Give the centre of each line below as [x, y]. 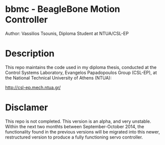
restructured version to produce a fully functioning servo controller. [74, 137]
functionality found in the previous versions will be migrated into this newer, [82, 132]
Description [30, 54]
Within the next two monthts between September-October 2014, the [75, 126]
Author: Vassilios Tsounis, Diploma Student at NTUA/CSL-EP [67, 33]
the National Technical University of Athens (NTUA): [58, 77]
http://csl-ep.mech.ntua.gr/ [33, 87]
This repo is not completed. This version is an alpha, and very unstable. [78, 121]
